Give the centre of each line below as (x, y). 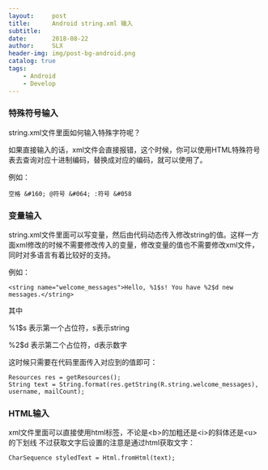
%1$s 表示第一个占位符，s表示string (69, 328)
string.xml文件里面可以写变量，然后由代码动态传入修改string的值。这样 (127, 235)
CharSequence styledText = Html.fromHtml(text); (92, 458)
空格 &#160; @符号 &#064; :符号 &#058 (70, 194)
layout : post (38, 16)
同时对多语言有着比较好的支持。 (62, 255)
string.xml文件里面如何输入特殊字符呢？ (74, 132)
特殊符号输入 (34, 113)
